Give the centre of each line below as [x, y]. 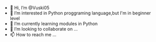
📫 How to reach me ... [33, 34]
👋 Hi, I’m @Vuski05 [30, 8]
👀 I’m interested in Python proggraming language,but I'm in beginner [80, 13]
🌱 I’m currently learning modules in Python [54, 23]
